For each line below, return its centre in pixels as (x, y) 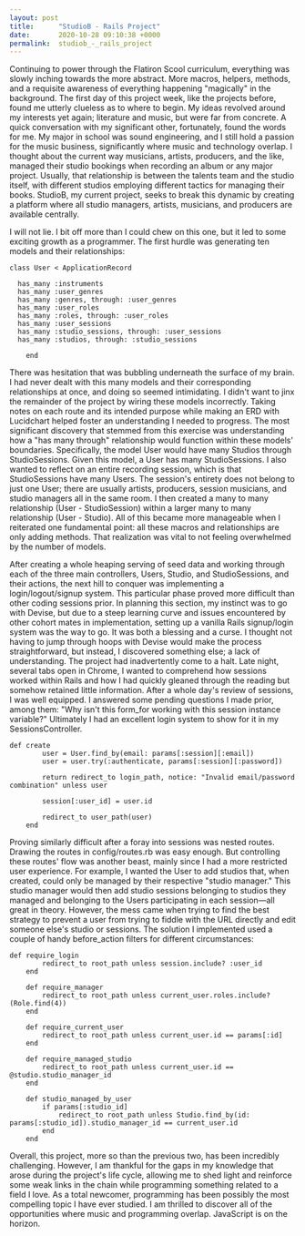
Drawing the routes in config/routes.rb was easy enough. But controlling (145, 852)
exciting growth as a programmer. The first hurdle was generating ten (140, 241)
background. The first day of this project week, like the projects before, (143, 98)
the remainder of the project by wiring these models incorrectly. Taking (142, 402)
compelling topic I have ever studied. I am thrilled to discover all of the (141, 1204)
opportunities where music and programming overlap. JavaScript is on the (149, 1214)
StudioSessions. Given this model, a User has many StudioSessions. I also (148, 460)
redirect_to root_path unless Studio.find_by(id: (154, 1115)
